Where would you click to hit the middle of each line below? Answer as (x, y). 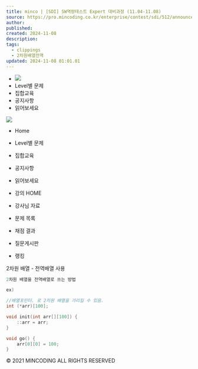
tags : (13, 45)
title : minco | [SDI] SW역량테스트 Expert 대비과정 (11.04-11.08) (84, 12)
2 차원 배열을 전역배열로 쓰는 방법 (41, 279)
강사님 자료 (27, 205)
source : (16, 17)
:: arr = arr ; (33, 322)
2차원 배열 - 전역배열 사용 (36, 268)
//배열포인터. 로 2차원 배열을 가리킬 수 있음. (55, 301)
